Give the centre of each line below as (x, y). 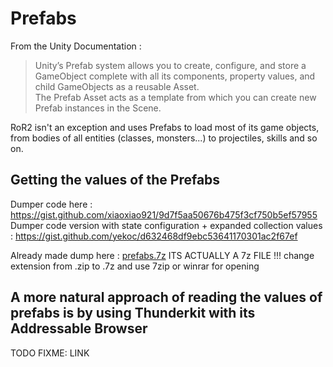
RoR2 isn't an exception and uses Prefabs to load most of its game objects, (165, 127)
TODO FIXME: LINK (50, 353)
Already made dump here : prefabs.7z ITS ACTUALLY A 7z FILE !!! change (162, 255)
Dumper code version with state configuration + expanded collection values (166, 225)
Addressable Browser (79, 328)
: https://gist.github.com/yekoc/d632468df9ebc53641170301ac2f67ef (154, 236)
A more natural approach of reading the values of (166, 297)
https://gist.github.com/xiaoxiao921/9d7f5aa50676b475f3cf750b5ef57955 (164, 214)
